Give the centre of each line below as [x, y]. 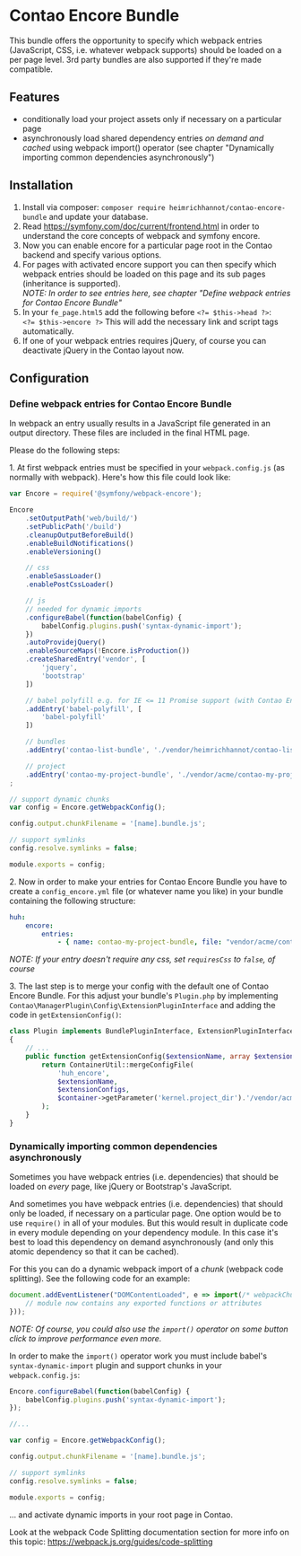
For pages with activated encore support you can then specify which [149, 264]
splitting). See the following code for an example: [100, 1279]
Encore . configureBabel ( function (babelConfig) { [100, 1391]
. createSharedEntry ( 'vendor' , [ [86, 659]
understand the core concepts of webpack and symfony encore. [141, 235]
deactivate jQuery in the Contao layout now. [103, 350]
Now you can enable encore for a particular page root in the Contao [147, 245]
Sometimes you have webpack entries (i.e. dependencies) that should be [144, 1177]
